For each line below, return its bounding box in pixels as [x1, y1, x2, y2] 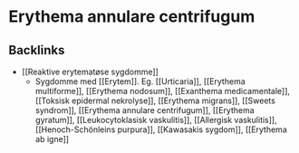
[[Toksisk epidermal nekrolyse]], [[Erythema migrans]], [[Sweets [34, 95, 275, 106]
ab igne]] [34, 134, 70, 144]
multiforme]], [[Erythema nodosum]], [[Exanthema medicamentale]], [34, 86, 291, 96]
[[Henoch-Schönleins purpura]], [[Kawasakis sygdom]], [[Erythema [34, 124, 287, 135]
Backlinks [8, 43, 65, 58]
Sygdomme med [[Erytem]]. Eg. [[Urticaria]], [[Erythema [34, 76, 246, 87]
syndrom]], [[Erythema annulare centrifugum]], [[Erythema [34, 105, 255, 115]
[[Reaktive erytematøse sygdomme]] [21, 66, 159, 77]
